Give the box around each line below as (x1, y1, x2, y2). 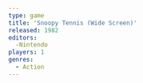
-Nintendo (15, 41, 48, 49)
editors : (8, 33, 38, 42)
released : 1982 (8, 26, 59, 34)
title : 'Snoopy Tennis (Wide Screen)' (8, 19, 137, 27)
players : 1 (8, 48, 45, 56)
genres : (8, 56, 34, 64)
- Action (15, 63, 45, 71)
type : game (8, 11, 45, 20)
